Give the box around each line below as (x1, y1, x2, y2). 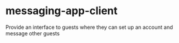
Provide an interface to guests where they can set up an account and (5, 24, 173, 31)
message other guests (5, 29, 60, 37)
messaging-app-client (5, 4, 118, 18)
